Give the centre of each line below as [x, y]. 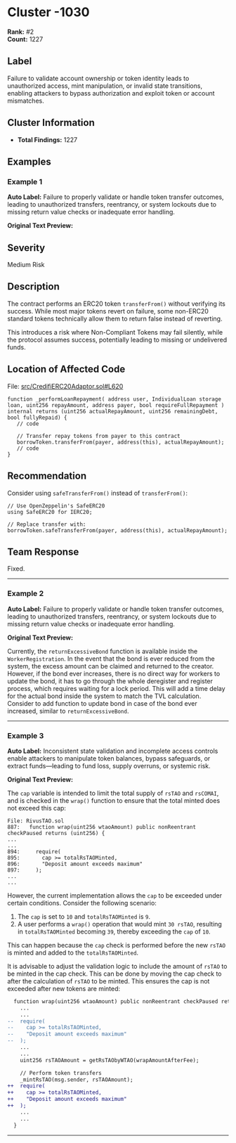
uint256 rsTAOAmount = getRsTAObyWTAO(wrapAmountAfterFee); [110, 1060]
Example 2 [26, 593]
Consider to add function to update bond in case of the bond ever [103, 703]
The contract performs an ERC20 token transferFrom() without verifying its [117, 304]
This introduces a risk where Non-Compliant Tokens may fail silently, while [115, 332]
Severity [26, 248]
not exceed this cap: [37, 808]
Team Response [43, 551]
